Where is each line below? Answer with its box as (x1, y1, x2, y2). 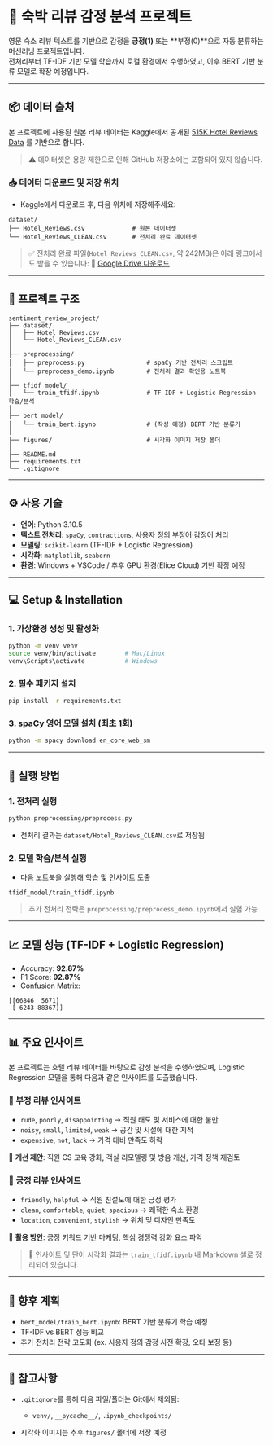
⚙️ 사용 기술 (8, 496, 63, 510)
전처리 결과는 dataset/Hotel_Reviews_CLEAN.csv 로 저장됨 (19, 830, 206, 840)
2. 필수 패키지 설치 (8, 678, 76, 689)
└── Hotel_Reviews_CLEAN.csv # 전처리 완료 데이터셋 (8, 233, 197, 241)
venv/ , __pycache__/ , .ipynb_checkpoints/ (32, 1411, 172, 1421)
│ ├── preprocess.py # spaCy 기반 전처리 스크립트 (8, 358, 234, 367)
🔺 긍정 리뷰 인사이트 (8, 1175, 81, 1186)
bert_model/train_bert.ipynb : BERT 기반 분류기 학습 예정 (19, 1317, 209, 1327)
